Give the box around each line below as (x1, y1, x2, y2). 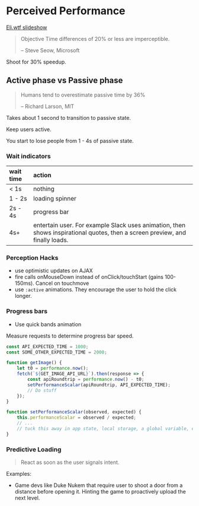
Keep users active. (6, 126, 52, 133)
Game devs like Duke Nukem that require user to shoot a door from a (14, 482, 183, 489)
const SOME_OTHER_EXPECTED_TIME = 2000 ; (6, 349, 108, 355)
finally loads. (33, 236, 69, 244)
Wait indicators (6, 152, 52, 160)
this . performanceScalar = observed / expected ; (17, 415, 136, 421)
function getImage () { (6, 360, 62, 366)
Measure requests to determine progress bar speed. (6, 332, 134, 339)
